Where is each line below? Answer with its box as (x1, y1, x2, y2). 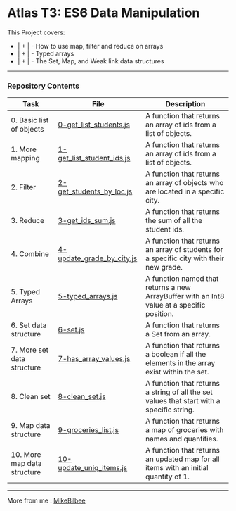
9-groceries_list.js (58, 425, 119, 435)
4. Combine (11, 249, 49, 259)
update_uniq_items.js (58, 463, 128, 473)
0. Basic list (11, 115, 49, 125)
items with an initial (145, 463, 209, 473)
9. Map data (11, 421, 51, 431)
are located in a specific (145, 187, 225, 196)
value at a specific (145, 301, 206, 310)
